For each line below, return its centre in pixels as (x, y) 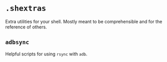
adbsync (17, 42)
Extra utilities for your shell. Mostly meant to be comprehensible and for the (84, 21)
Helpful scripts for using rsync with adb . (46, 54)
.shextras (26, 8)
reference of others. (26, 27)
